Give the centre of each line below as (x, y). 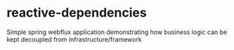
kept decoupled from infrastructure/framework (74, 39)
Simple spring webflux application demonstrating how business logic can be (117, 32)
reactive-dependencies (77, 13)
